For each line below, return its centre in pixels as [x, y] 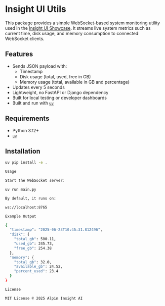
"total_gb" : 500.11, [35, 239]
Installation [23, 151]
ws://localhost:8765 [26, 207]
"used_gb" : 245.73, [34, 244]
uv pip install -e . [26, 163]
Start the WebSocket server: [35, 181]
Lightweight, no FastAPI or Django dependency [60, 92]
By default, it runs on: [31, 198]
